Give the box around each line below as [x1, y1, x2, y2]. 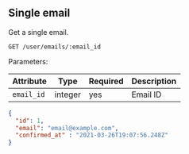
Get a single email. [8, 27, 69, 37]
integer [54, 89, 82, 100]
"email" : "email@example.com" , [15, 124, 119, 132]
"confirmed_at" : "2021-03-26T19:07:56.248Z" [15, 131, 169, 140]
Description [131, 75, 177, 87]
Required [88, 75, 125, 87]
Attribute [12, 75, 48, 87]
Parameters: [8, 56, 48, 66]
